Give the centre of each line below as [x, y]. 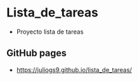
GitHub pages [36, 53]
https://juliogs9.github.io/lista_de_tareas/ [74, 69]
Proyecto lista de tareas [50, 32]
